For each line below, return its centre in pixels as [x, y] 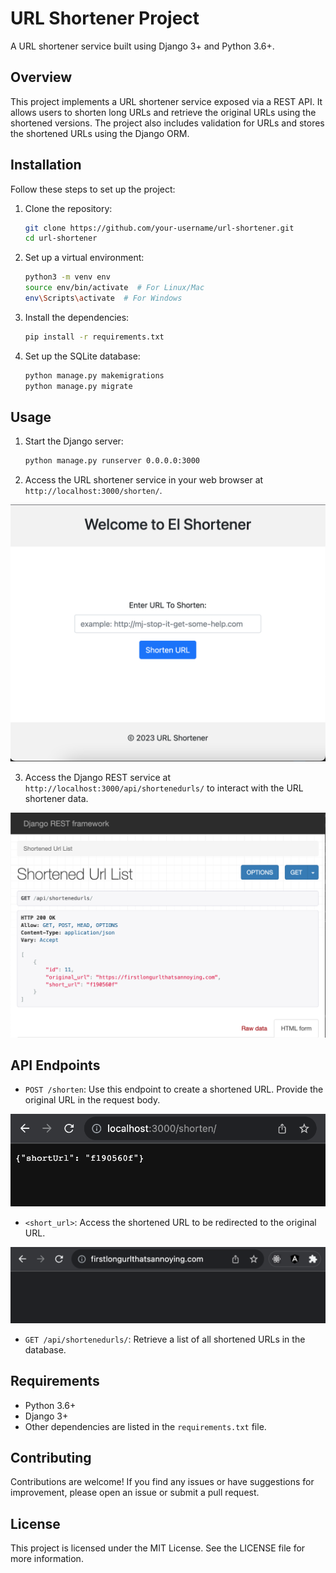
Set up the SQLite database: [82, 356]
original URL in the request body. [92, 1100]
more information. [47, 1559]
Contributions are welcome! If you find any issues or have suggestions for [162, 1482]
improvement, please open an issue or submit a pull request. [135, 1493]
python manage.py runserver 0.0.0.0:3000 [112, 461]
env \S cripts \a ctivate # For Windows [103, 298]
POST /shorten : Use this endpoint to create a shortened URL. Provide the [174, 1089]
